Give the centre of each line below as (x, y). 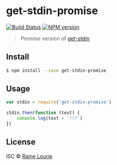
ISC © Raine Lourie (29, 156)
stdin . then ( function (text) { (43, 113)
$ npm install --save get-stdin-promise (56, 70)
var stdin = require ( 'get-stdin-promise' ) (59, 102)
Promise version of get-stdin (55, 38)
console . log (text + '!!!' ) (50, 119)
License (21, 142)
